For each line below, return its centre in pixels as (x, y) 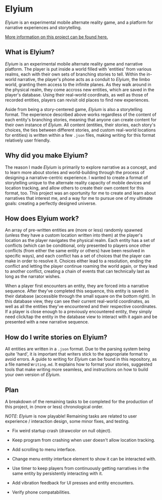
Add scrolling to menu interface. (44, 449)
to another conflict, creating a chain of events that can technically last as (77, 271)
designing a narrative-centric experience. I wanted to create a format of (77, 177)
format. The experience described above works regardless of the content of (81, 114)
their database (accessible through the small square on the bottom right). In (80, 296)
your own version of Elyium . (33, 375)
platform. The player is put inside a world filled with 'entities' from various (78, 69)
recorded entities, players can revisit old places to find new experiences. (77, 100)
